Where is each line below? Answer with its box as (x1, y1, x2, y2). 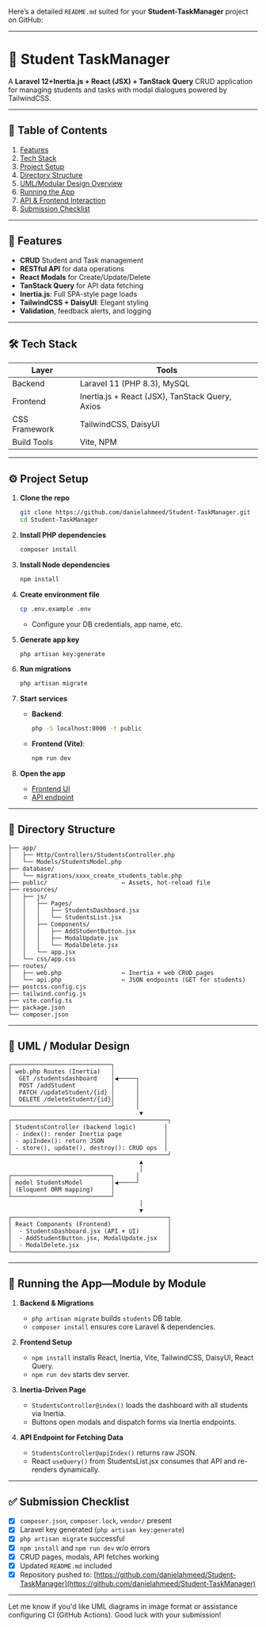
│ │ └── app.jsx (8, 948, 77, 956)
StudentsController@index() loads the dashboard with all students (31, 1400, 249, 1410)
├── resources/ (8, 885, 59, 893)
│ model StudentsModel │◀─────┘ (8, 1178, 140, 1187)
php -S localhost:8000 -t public (31, 725, 142, 733)
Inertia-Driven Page (19, 1384, 86, 1395)
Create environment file (19, 589, 101, 599)
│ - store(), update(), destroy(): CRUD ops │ (8, 1144, 169, 1152)
